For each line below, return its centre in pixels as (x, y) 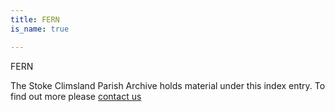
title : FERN (35, 19)
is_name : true (40, 29)
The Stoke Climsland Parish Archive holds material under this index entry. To (168, 85)
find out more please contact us (76, 96)
